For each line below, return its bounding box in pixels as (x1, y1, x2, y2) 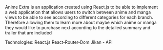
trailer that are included (5, 30, 52, 35)
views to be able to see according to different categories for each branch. (5, 15, 153, 20)
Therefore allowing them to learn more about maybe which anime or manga (5, 19, 157, 25)
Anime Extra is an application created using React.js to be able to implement (5, 4, 158, 10)
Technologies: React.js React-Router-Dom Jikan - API (5, 39, 113, 45)
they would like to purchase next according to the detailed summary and (5, 25, 150, 31)
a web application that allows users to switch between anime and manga (5, 9, 151, 15)
